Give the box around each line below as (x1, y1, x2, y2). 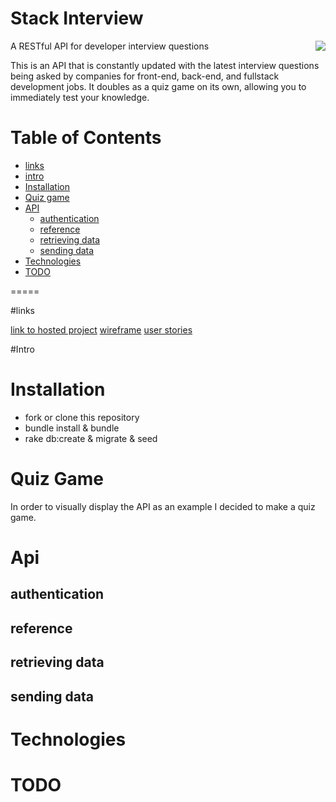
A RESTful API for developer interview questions (10, 40, 210, 52)
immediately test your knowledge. (10, 91, 150, 103)
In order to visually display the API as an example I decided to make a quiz (10, 500, 316, 512)
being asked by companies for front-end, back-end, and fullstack (10, 70, 280, 82)
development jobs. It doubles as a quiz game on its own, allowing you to (10, 80, 307, 92)
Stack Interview (10, 7, 144, 30)
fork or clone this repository (24, 411, 140, 423)
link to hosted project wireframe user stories (10, 323, 193, 336)
